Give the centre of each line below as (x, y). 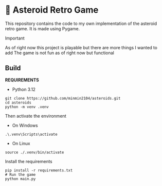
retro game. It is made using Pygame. (43, 28)
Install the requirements (29, 161)
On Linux (21, 143)
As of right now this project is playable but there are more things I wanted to (81, 47)
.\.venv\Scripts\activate (31, 134)
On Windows (25, 125)
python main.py (20, 179)
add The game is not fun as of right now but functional (60, 53)
